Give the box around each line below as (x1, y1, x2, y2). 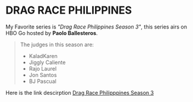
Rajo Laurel (29, 65, 57, 72)
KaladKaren (29, 52, 58, 59)
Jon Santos (29, 71, 57, 78)
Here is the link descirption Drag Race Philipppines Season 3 (5, 89, 154, 96)
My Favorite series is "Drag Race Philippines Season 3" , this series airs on (5, 23, 188, 30)
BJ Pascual (29, 78, 57, 85)
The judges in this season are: (20, 41, 94, 48)
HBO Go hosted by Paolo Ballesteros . (5, 29, 98, 36)
